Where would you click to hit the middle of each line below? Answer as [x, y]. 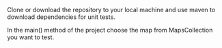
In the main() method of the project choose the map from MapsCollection [110, 30]
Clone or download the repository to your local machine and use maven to [111, 10]
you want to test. [31, 37]
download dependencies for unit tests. [61, 17]
